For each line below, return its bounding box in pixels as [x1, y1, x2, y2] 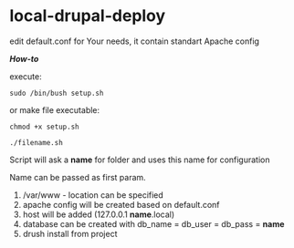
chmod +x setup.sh [9, 122, 79, 131]
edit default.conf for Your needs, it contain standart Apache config [9, 36, 260, 46]
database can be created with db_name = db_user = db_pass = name [22, 218, 285, 229]
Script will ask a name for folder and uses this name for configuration [9, 154, 271, 165]
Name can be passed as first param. [9, 171, 146, 182]
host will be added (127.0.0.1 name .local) [22, 209, 175, 220]
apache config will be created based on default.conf [22, 199, 221, 210]
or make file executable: [9, 104, 100, 115]
